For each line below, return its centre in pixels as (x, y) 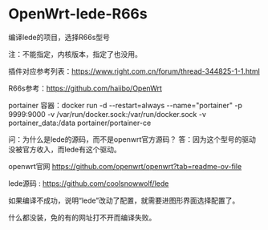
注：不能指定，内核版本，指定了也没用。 (75, 54)
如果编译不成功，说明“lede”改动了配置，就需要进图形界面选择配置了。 (124, 200)
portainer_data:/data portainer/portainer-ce (80, 123)
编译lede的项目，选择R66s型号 (59, 37)
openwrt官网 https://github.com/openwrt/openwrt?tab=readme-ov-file (125, 166)
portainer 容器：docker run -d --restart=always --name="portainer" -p (126, 105)
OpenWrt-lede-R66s (78, 14)
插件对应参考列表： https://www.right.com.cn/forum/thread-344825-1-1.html (134, 71)
